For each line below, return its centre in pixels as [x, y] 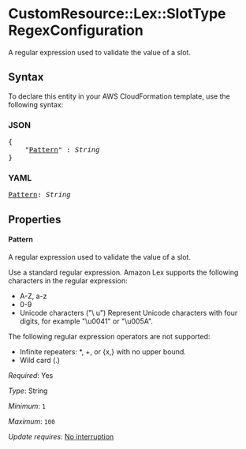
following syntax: [36, 104]
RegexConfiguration [76, 30]
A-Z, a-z [33, 296]
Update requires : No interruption [61, 436]
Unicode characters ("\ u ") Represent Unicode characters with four [129, 312]
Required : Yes [31, 375]
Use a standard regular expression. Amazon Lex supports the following [123, 272]
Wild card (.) [40, 360]
